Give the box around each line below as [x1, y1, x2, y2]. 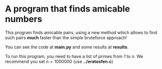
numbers [5, 14, 42, 25]
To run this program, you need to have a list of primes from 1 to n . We [5, 53, 144, 59]
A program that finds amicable [5, 3, 130, 14]
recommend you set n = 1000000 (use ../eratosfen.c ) [5, 58, 113, 64]
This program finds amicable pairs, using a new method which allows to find [5, 29, 158, 35]
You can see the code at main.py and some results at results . [5, 44, 129, 50]
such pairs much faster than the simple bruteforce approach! [5, 35, 127, 41]
